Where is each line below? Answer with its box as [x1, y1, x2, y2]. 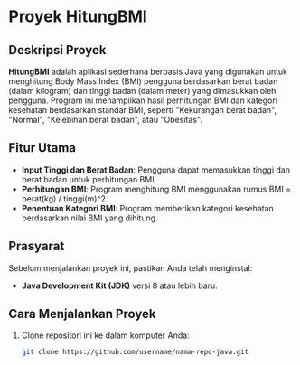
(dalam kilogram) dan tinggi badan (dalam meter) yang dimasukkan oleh [8, 86, 277, 96]
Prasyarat [8, 239, 65, 254]
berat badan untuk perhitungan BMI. [21, 173, 157, 184]
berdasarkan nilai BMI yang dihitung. [21, 212, 159, 223]
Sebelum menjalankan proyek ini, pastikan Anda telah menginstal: [8, 262, 253, 273]
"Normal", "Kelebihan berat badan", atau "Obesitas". [8, 115, 202, 125]
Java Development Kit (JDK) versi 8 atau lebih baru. [21, 280, 218, 291]
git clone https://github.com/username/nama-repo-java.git [21, 348, 249, 357]
